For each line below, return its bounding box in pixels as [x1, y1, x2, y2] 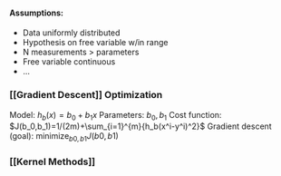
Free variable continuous [22, 56, 116, 67]
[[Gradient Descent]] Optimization [9, 89, 163, 102]
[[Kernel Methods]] [9, 155, 96, 168]
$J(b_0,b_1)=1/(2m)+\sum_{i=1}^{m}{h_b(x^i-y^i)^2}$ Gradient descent [9, 121, 272, 132]
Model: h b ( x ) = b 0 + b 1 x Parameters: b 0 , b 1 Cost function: [9, 109, 222, 122]
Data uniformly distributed [22, 27, 121, 38]
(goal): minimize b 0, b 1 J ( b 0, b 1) [9, 131, 120, 144]
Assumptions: [9, 7, 64, 18]
